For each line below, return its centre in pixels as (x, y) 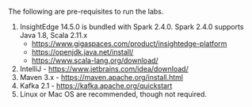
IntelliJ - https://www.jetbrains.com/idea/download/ (104, 69)
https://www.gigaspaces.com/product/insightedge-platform (129, 44)
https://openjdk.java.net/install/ (82, 52)
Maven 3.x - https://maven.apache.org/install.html (101, 77)
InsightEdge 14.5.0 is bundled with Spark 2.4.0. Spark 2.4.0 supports (132, 27)
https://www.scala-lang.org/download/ (95, 60)
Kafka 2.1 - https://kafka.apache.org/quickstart (96, 86)
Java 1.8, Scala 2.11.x (53, 35)
